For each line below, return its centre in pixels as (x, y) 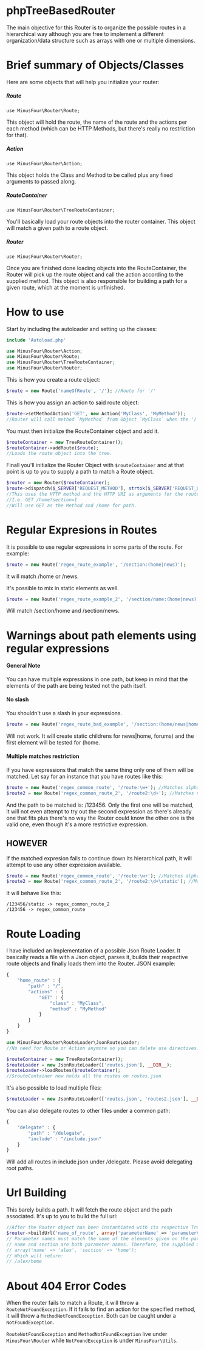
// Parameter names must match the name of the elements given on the (97, 1238)
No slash (18, 699)
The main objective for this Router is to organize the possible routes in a (96, 27)
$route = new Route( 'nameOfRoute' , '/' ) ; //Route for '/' (81, 391)
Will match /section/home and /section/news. (63, 611)
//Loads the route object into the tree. (59, 454)
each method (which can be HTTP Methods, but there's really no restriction (101, 128)
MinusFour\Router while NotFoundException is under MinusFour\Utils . (92, 1341)
